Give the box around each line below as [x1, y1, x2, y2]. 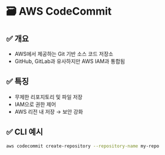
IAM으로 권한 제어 [14, 101, 57, 108]
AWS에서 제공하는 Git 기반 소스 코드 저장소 [14, 51, 114, 57]
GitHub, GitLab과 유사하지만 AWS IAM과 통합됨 [14, 58, 126, 65]
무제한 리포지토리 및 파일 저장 [14, 93, 82, 100]
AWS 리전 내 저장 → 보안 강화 [14, 108, 84, 115]
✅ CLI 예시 [6, 127, 43, 137]
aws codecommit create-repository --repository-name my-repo [6, 143, 160, 149]
